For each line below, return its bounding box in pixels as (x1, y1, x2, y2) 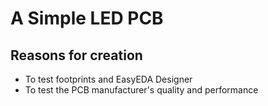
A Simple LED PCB (10, 7, 164, 30)
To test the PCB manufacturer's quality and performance (24, 84, 259, 96)
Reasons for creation (10, 47, 143, 64)
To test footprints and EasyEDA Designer (24, 73, 193, 85)
